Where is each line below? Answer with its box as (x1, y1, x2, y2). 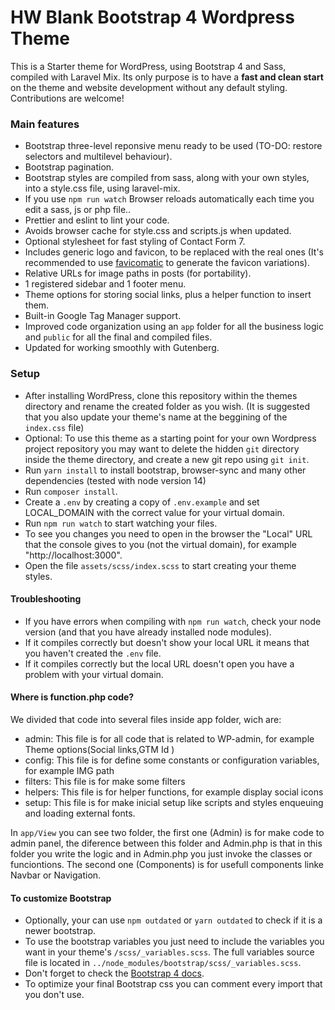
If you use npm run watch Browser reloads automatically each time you (24, 193, 315, 205)
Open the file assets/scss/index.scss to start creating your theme (24, 559, 297, 571)
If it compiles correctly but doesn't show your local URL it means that (24, 636, 310, 648)
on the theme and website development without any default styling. (10, 81, 288, 93)
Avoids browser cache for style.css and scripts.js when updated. (24, 225, 292, 237)
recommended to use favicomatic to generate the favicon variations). (24, 257, 311, 269)
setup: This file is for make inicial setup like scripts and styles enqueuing (24, 796, 324, 808)
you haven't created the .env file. (24, 647, 162, 659)
